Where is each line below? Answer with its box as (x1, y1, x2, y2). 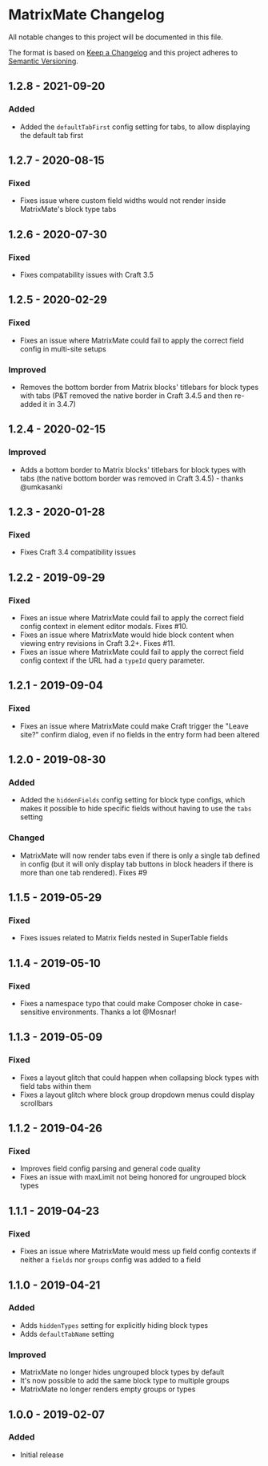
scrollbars (19, 1098, 54, 1108)
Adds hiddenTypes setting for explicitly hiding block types (19, 1320, 209, 1330)
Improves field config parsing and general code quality (19, 1163, 202, 1173)
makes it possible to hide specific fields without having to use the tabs (19, 804, 252, 814)
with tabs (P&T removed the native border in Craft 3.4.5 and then (19, 391, 234, 400)
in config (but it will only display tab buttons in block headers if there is (19, 859, 254, 868)
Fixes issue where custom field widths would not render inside (19, 196, 226, 205)
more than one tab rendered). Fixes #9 (19, 867, 148, 877)
